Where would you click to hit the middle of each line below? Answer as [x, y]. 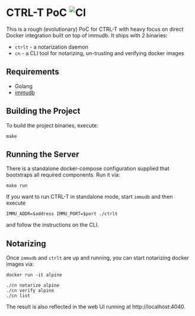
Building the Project [43, 111]
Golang [23, 86]
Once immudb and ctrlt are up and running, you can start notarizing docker [98, 258]
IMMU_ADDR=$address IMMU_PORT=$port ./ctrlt [62, 214]
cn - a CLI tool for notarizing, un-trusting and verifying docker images [99, 53]
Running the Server [43, 154]
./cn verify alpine [30, 291]
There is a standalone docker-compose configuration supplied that [88, 168]
